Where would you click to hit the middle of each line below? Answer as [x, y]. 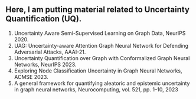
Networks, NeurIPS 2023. [45, 64]
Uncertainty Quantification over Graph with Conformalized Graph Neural [102, 58]
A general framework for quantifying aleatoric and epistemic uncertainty [102, 83]
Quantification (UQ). [44, 19]
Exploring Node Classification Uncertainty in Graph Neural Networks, [98, 71]
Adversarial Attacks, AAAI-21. [50, 52]
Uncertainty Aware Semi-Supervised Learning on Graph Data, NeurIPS [100, 33]
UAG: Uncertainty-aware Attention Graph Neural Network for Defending [101, 45]
